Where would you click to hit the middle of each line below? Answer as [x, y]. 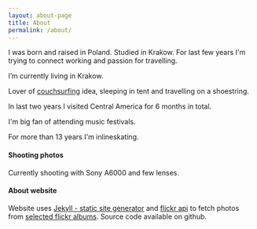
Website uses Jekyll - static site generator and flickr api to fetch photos [124, 208]
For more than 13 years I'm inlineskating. [73, 137]
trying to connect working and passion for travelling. [93, 61]
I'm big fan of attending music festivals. [72, 122]
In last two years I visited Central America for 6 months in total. [110, 106]
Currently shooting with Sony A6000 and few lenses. [94, 172]
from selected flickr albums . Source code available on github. [107, 216]
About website [33, 190]
